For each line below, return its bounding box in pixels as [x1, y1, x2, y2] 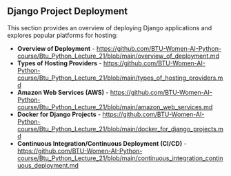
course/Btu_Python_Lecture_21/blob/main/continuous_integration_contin [17, 154, 223, 162]
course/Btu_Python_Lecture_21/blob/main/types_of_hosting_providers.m [17, 74, 223, 82]
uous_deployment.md [17, 161, 79, 169]
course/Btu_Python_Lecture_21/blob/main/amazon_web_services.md [17, 102, 213, 111]
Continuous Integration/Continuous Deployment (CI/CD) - [17, 139, 188, 147]
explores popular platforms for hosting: [7, 31, 119, 39]
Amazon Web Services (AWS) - [17, 88, 109, 96]
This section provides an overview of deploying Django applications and [7, 23, 212, 32]
